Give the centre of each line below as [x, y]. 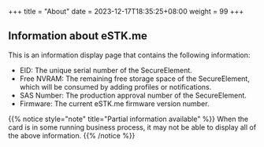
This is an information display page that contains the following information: [129, 55]
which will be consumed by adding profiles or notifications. [115, 86]
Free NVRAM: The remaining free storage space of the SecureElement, [134, 79]
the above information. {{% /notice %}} [72, 135]
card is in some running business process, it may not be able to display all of [132, 127]
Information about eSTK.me [78, 36]
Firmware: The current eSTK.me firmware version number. [114, 103]
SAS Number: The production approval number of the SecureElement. [133, 95]
